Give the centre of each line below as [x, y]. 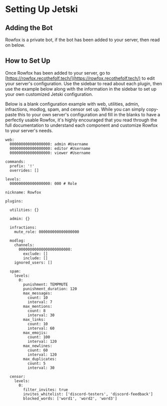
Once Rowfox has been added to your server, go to [58, 73]
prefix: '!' [22, 166]
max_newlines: [38, 346]
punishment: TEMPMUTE [46, 284]
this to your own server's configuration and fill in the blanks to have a [89, 114]
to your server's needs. [29, 130]
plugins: [14, 201]
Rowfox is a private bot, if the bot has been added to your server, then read [82, 40]
